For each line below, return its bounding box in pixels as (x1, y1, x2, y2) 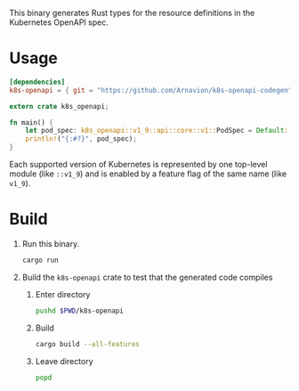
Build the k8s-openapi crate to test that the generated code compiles (21, 272, 273, 282)
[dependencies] (9, 77, 66, 86)
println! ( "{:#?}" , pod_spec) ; (25, 134, 138, 143)
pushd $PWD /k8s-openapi (35, 306, 125, 315)
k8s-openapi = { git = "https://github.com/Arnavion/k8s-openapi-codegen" (9, 86, 293, 94)
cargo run (21, 256, 60, 265)
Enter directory (35, 289, 91, 299)
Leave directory (35, 355, 93, 366)
